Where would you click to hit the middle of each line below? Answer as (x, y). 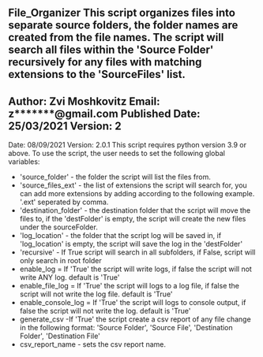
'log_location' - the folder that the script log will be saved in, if (120, 236)
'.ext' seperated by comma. (64, 202)
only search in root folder (61, 261)
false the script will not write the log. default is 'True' (105, 311)
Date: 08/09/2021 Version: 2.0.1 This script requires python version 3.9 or (128, 145)
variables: (24, 162)
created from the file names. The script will (116, 37)
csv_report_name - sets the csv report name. (93, 344)
